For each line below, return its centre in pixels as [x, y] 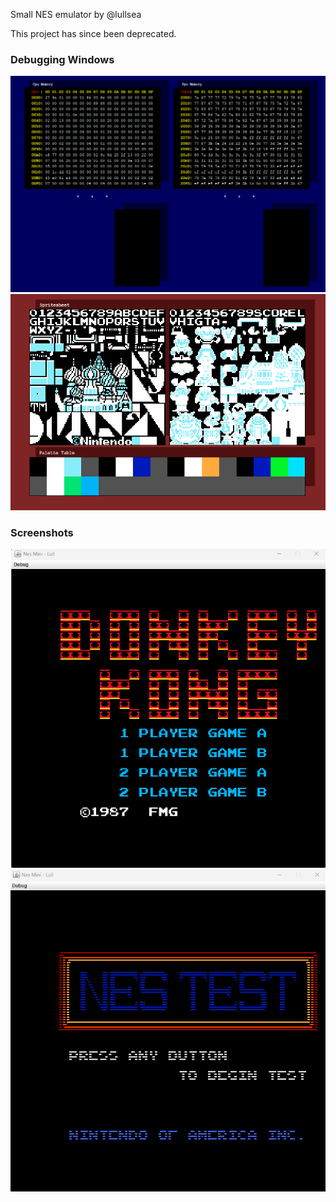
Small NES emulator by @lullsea [76, 14]
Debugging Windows [62, 59]
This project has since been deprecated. [93, 33]
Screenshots [42, 532]
